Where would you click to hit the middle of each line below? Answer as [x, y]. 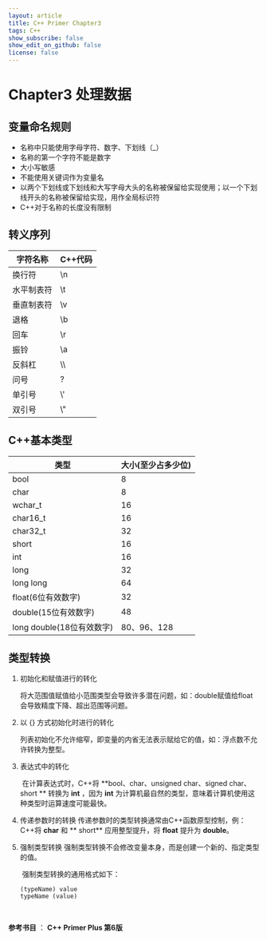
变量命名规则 [40, 127]
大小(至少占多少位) [156, 465]
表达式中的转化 [44, 767]
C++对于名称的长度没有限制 [65, 207]
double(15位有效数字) [54, 612]
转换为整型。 [48, 750]
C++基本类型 [41, 440]
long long [30, 582]
